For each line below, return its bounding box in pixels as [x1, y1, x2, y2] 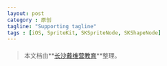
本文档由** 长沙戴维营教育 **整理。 [23, 51, 121, 59]
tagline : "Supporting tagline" [7, 23, 97, 30]
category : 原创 [7, 16, 52, 23]
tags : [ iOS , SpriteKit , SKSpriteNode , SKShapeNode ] [7, 29, 162, 36]
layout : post [7, 10, 45, 17]
